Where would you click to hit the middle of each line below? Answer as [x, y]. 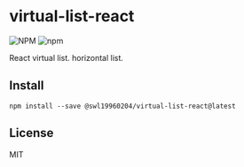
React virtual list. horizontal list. [67, 57]
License [31, 133]
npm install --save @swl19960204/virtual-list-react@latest [123, 106]
